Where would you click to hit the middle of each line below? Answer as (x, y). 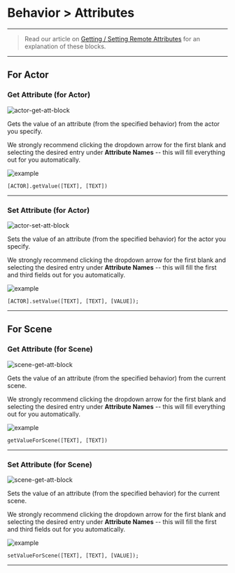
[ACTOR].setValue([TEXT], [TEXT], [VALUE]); (73, 301)
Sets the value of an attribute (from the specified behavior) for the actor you (116, 239)
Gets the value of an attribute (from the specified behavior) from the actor (114, 123)
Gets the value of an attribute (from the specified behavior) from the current (116, 378)
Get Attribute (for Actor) (49, 95)
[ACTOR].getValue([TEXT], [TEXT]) (58, 186)
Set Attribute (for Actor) (49, 210)
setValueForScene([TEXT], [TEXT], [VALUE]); (73, 555)
